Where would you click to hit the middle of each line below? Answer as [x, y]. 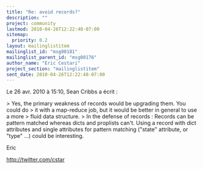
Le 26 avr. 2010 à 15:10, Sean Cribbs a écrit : [62, 92]
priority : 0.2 [30, 40]
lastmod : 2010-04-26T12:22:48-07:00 [53, 29]
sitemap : [17, 35]
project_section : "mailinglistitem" [53, 69]
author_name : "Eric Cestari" [43, 63]
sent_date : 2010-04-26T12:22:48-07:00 [56, 74]
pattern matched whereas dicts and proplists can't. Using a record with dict [102, 123]
